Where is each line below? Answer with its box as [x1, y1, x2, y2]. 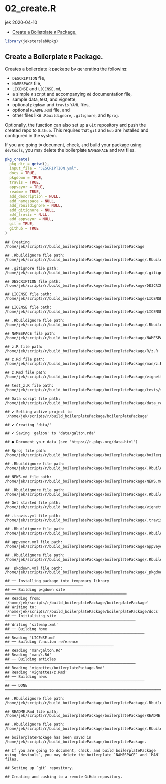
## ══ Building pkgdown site [5, 587, 65, 592]
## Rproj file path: [5, 448, 48, 453]
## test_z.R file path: [5, 383, 54, 388]
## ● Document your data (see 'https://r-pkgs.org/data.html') [5, 439, 138, 444]
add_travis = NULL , [9, 212, 50, 217]
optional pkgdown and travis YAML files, [12, 101, 90, 107]
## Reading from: [5, 596, 41, 601]
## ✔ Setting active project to [5, 409, 72, 414]
